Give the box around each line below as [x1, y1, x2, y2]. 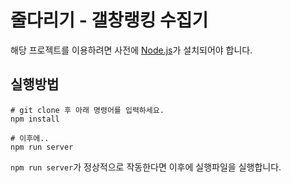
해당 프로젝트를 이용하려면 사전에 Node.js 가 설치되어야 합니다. [10, 44, 253, 56]
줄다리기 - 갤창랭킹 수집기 [10, 9, 209, 32]
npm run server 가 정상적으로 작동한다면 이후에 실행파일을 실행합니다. [10, 161, 282, 173]
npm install [10, 114, 60, 124]
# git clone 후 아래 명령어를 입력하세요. [10, 105, 165, 115]
